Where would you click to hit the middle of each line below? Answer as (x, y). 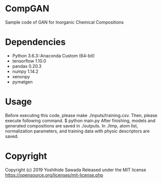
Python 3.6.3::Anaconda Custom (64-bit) (53, 56)
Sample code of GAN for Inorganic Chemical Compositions (65, 22)
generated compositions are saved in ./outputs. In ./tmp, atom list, (72, 125)
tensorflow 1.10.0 (29, 61)
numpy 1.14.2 (25, 71)
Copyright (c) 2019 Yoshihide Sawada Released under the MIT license (76, 170)
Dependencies (35, 42)
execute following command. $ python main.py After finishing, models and (80, 121)
